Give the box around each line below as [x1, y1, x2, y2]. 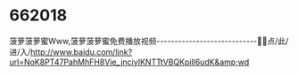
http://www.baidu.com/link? [30, 46, 133, 57]
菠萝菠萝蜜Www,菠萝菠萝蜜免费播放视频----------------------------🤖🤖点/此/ [9, 35, 289, 46]
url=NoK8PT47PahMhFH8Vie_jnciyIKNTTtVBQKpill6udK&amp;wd [9, 57, 250, 67]
